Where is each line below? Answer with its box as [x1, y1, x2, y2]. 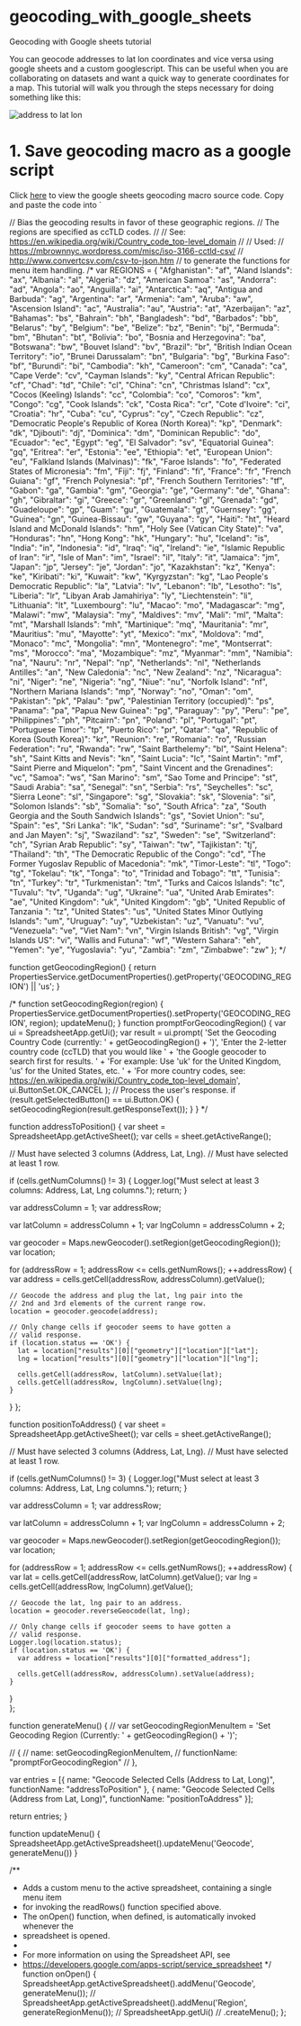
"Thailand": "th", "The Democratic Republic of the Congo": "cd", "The [9, 849, 267, 859]
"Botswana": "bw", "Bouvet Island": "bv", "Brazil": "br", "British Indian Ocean [9, 341, 292, 352]
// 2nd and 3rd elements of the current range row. [9, 1299, 207, 1308]
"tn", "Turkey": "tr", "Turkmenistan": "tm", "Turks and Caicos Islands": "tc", [9, 877, 286, 888]
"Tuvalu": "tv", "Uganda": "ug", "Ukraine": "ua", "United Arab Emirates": [9, 886, 275, 897]
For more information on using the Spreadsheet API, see [22, 1949, 231, 1960]
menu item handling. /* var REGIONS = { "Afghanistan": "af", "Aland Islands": [9, 264, 293, 276]
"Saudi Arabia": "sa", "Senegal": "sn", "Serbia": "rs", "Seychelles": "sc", [9, 781, 274, 792]
